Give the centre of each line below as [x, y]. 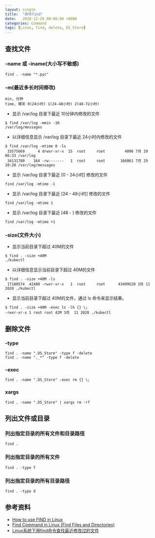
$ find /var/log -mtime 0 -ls [36, 146]
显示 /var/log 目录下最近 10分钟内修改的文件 [56, 114]
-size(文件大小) [23, 235]
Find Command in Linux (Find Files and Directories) [63, 525]
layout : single [20, 10]
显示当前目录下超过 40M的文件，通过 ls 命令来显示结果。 [69, 298]
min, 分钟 [14, 99]
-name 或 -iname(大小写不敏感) [42, 64]
